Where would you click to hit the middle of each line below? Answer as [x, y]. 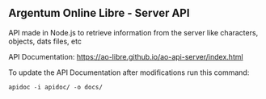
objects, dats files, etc [45, 41]
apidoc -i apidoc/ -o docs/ [56, 87]
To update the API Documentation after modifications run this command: [129, 72]
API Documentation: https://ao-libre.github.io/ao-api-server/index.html [126, 56]
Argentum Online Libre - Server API [99, 13]
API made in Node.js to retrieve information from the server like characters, [133, 32]
